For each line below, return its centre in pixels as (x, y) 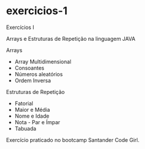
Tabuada (25, 128)
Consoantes (29, 68)
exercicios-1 (37, 11)
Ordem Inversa (33, 80)
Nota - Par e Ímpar (37, 122)
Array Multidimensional (43, 61)
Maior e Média (32, 109)
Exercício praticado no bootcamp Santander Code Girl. (73, 140)
